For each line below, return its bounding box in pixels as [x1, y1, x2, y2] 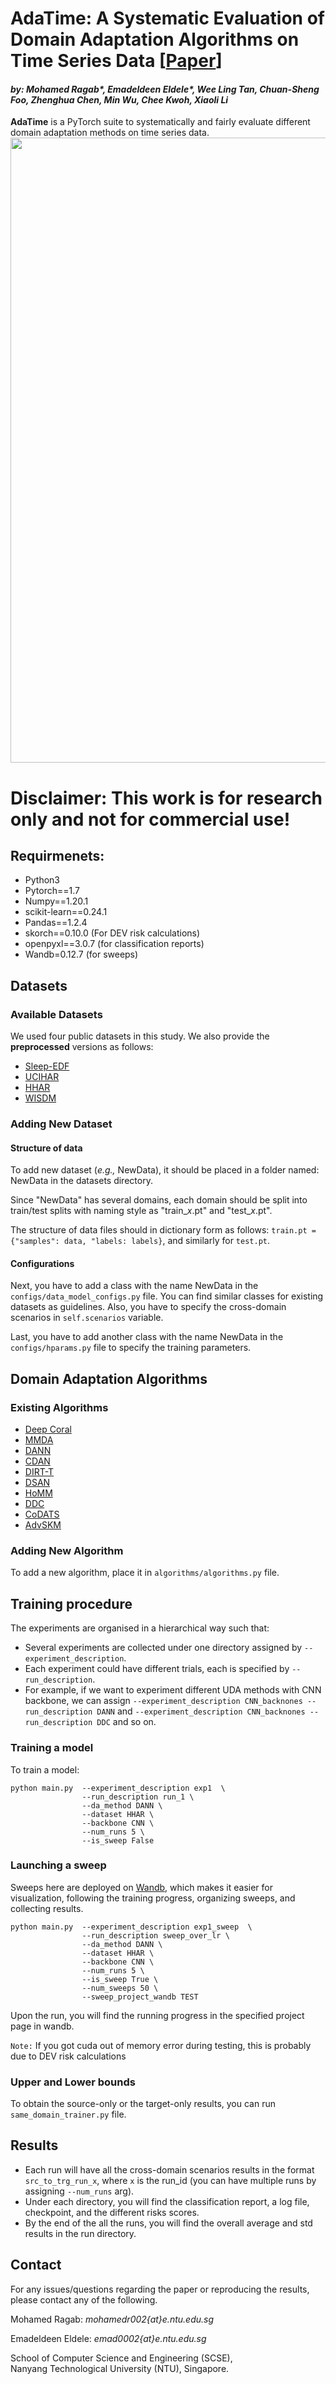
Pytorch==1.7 [24, 885, 80, 897]
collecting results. [10, 1902, 84, 1914]
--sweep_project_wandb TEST [81, 1992, 199, 2002]
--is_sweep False [81, 1835, 155, 1846]
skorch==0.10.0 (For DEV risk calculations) [24, 927, 201, 939]
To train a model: [10, 1763, 80, 1776]
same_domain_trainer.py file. [10, 2108, 127, 2121]
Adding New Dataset [10, 1117, 113, 1131]
